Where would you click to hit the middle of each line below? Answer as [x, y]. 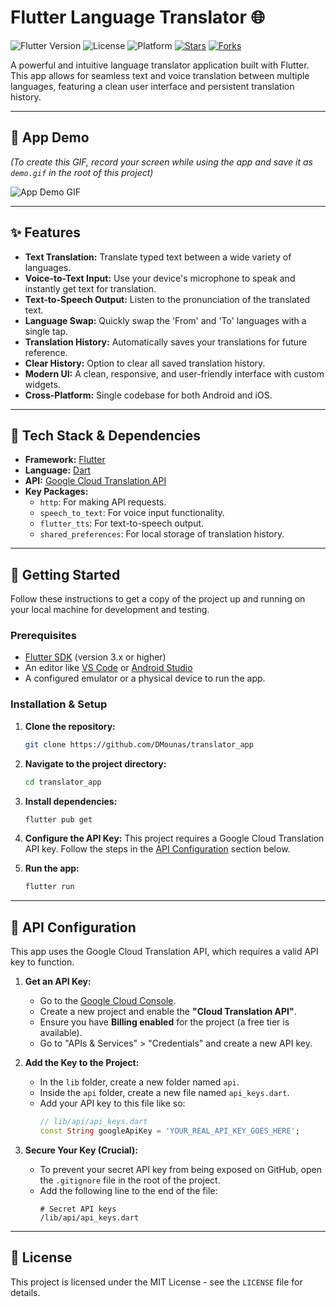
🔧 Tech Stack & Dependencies [106, 435]
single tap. [46, 331]
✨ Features [45, 232]
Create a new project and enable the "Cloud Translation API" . [168, 1012]
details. [25, 1292]
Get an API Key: [58, 982]
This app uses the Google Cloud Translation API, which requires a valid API [164, 952]
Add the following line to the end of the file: [128, 1190]
